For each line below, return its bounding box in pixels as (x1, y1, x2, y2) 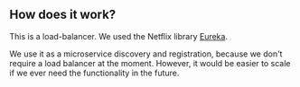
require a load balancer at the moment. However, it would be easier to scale (9, 57, 291, 68)
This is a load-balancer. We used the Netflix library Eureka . (9, 30, 229, 41)
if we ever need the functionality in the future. (9, 67, 180, 78)
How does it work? (9, 7, 117, 22)
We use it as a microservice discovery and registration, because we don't (9, 48, 283, 59)
